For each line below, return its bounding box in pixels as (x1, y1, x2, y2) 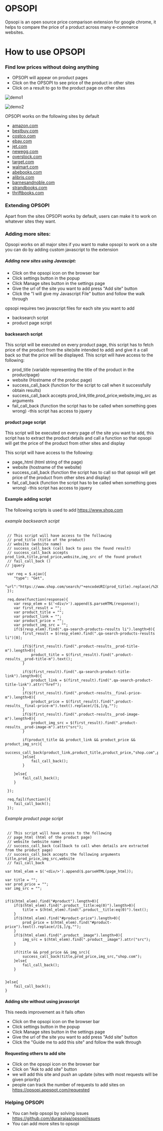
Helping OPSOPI (5, 1099, 44, 1106)
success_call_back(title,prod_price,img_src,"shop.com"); (22, 954, 142, 959)
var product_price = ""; (14, 618, 64, 623)
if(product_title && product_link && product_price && (22, 737, 136, 742)
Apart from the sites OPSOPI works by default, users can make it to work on (5, 213, 157, 219)
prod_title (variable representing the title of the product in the (12, 367, 134, 372)
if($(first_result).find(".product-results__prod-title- (22, 644, 140, 649)
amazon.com (12, 123, 38, 129)
